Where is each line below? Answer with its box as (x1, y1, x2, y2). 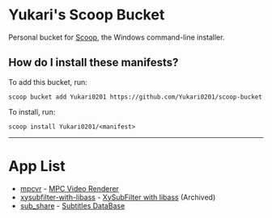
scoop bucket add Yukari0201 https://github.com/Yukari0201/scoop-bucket (8, 93, 263, 101)
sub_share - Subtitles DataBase (19, 200, 125, 211)
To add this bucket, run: (8, 77, 87, 86)
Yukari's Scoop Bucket (8, 6, 165, 24)
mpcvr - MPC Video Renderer (19, 183, 120, 193)
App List (8, 157, 66, 175)
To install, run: (8, 107, 56, 116)
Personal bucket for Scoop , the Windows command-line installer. (8, 32, 225, 42)
